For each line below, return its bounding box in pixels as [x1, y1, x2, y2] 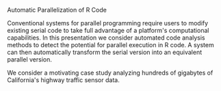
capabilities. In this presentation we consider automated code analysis [7, 34, 205, 42]
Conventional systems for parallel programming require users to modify [7, 19, 209, 27]
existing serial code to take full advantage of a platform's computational [7, 27, 209, 34]
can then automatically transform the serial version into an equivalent [7, 48, 203, 56]
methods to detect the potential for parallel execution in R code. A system [7, 41, 214, 49]
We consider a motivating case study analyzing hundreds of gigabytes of [7, 68, 213, 77]
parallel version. [7, 55, 53, 64]
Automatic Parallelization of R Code [7, 6, 107, 14]
